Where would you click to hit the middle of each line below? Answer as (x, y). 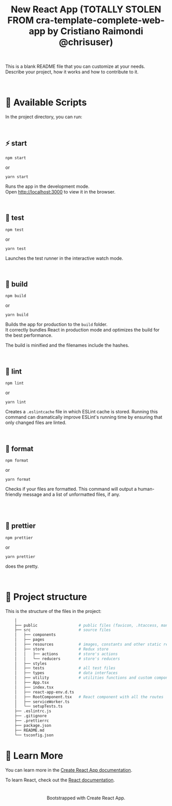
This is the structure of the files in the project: (53, 611)
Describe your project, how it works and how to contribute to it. (72, 72)
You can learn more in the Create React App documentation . (69, 770)
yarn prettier (20, 556)
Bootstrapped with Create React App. (86, 798)
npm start (16, 158)
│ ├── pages (29, 640)
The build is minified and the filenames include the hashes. (67, 346)
